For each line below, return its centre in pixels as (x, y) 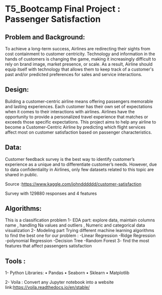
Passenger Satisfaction (53, 19)
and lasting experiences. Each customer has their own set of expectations (79, 106)
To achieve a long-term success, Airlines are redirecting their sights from (78, 49)
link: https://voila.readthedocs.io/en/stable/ (47, 287)
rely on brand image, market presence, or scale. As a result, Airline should (79, 64)
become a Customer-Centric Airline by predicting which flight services (75, 127)
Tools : (15, 261)
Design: (17, 90)
